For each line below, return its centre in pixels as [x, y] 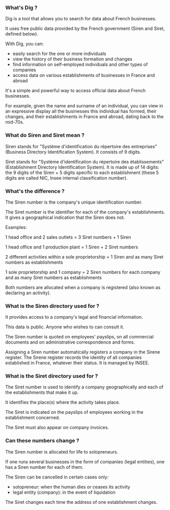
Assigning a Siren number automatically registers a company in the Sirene [83, 352]
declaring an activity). [28, 293]
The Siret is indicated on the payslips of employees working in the [74, 412]
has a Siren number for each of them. [45, 467]
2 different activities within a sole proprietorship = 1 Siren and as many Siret [84, 257]
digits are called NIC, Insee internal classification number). [67, 178]
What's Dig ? [21, 8]
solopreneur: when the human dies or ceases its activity [72, 487]
